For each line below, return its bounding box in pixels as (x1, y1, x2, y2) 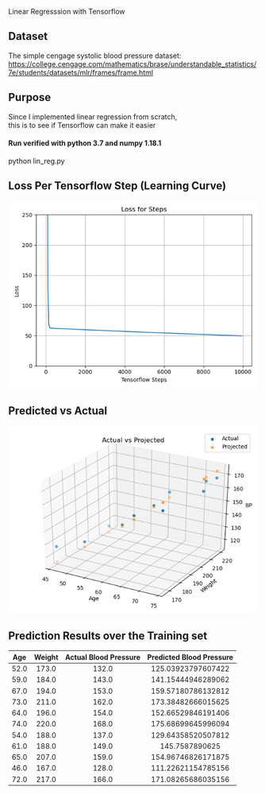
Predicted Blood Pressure (147, 652, 234, 662)
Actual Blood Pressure (64, 652, 141, 662)
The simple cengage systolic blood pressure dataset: (8, 51, 182, 60)
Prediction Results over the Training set (8, 629, 208, 642)
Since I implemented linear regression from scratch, (8, 111, 178, 122)
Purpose (8, 91, 52, 104)
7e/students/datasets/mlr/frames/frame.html (8, 68, 153, 77)
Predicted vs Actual (8, 405, 108, 418)
